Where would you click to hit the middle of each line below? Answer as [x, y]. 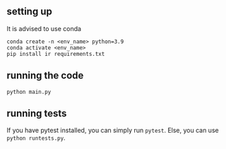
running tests [37, 113]
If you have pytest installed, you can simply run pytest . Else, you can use [113, 131]
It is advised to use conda [44, 28]
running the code [45, 76]
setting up [29, 12]
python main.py [29, 92]
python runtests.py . [36, 138]
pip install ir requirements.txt [56, 54]
